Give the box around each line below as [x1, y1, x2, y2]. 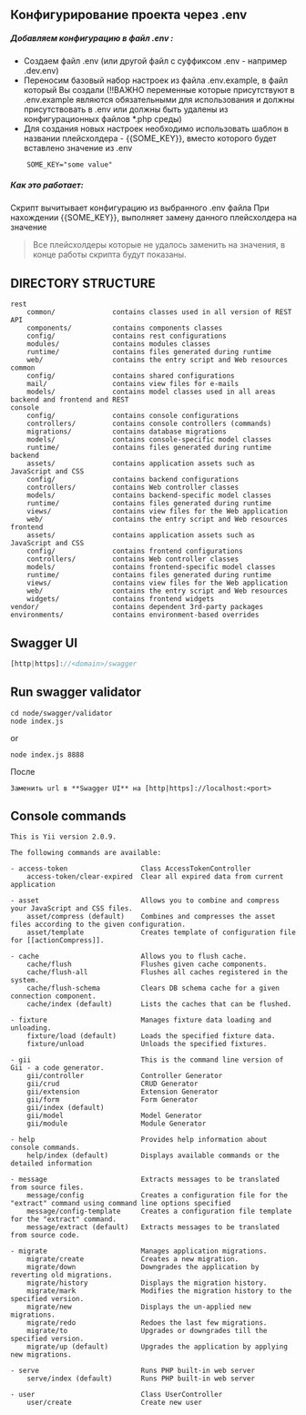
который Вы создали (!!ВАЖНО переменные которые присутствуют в [23, 85, 295, 96]
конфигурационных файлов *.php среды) [23, 114, 183, 125]
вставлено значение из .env [23, 143, 133, 154]
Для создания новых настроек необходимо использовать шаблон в [23, 123, 290, 135]
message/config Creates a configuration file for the [26, 1191, 288, 1200]
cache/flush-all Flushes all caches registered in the [26, 968, 288, 977]
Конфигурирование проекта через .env [10, 7, 248, 23]
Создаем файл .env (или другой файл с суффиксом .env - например [23, 56, 288, 66]
